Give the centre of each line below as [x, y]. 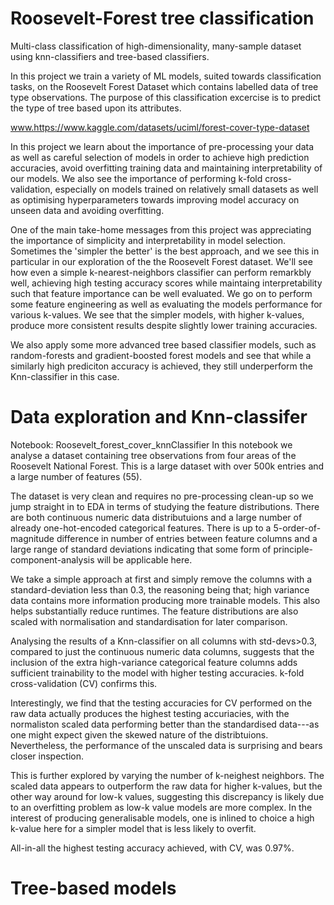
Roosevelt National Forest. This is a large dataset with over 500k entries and [167, 466]
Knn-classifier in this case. [65, 376]
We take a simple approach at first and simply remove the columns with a [161, 579]
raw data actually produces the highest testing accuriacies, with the [150, 713]
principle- [293, 549]
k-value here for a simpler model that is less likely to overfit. [133, 828]
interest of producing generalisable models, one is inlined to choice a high [162, 818]
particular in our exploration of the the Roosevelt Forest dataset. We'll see [161, 261]
